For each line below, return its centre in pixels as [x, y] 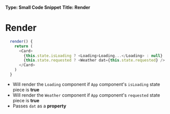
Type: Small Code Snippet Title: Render [48, 7]
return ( [24, 46]
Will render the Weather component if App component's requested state [86, 95]
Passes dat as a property [39, 106]
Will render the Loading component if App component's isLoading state [86, 84]
